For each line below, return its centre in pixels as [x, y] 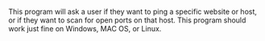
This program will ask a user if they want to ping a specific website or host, [133, 12]
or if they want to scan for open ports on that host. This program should [127, 20]
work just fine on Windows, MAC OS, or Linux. [85, 29]
